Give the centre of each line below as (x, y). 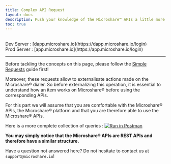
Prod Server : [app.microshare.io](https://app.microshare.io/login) (74, 49)
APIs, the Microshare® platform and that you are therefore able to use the (82, 111)
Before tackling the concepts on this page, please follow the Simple (76, 64)
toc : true (16, 24)
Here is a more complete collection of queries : (54, 126)
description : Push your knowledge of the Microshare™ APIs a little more (85, 19)
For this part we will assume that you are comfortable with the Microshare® (84, 105)
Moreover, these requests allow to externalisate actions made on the (77, 79)
